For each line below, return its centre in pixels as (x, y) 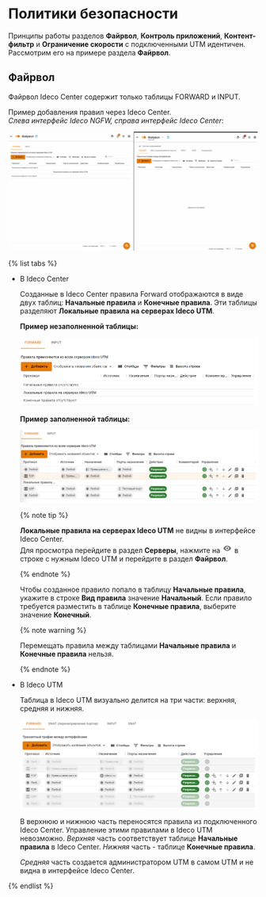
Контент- (240, 36)
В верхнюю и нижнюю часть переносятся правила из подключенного (138, 822)
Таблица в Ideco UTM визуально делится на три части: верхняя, (128, 700)
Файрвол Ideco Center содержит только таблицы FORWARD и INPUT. (125, 97)
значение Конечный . (55, 615)
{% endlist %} (31, 886)
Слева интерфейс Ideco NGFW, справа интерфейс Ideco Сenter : (116, 121)
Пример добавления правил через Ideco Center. (90, 112)
